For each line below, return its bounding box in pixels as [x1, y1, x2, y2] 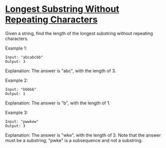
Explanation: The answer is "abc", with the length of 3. [5, 68, 116, 74]
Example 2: [5, 77, 28, 83]
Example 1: [5, 45, 27, 51]
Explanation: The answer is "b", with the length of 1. [5, 100, 111, 106]
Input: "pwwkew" [5, 119, 39, 124]
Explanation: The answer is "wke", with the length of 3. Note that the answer [5, 132, 161, 138]
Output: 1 [5, 91, 26, 96]
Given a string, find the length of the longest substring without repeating [5, 30, 153, 36]
